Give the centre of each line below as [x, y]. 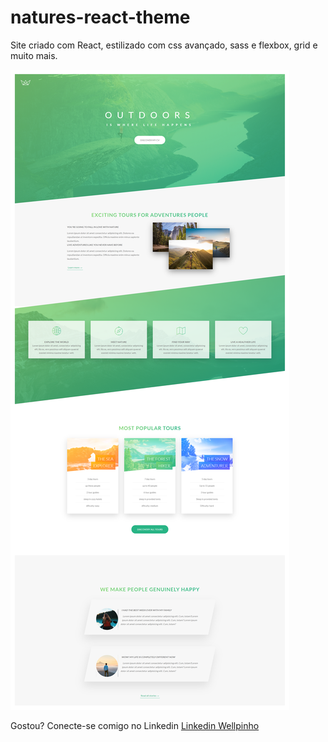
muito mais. [34, 55]
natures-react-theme [100, 17]
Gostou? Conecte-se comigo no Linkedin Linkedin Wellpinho [135, 725]
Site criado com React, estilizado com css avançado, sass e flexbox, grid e [164, 45]
